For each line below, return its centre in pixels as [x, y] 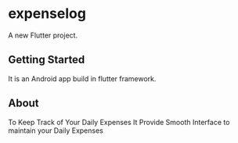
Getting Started [47, 60]
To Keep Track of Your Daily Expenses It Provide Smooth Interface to [119, 122]
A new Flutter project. [43, 35]
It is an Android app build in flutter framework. [82, 78]
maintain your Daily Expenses [56, 130]
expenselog [47, 14]
